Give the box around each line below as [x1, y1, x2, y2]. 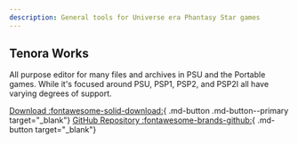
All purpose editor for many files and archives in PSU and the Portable [9, 69, 266, 80]
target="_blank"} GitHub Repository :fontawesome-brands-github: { [9, 115, 256, 125]
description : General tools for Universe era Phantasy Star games [9, 12, 261, 22]
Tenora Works [9, 46, 89, 61]
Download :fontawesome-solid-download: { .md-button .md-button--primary [9, 106, 289, 116]
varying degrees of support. [9, 88, 113, 99]
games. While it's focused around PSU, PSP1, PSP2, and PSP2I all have [9, 79, 270, 90]
